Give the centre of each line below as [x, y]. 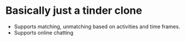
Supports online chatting [44, 32]
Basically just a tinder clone [74, 11]
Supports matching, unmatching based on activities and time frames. [97, 26]
